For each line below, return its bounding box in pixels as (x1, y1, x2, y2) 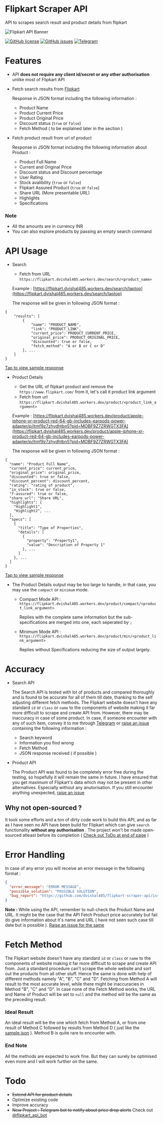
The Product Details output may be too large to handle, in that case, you (12, 582, 156, 587)
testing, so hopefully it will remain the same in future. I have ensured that (12, 774, 158, 780)
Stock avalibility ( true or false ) (19, 179, 81, 185)
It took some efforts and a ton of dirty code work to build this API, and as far (5, 816, 157, 822)
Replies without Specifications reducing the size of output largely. (19, 647, 151, 653)
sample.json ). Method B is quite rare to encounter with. (5, 1030, 116, 1036)
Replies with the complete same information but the (19, 614, 123, 620)
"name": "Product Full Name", (9, 462, 70, 467)
